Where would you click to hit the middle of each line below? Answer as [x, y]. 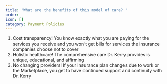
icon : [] [14, 19]
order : [12, 15]
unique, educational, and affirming [48, 60]
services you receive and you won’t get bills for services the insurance [86, 44]
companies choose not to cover [46, 49]
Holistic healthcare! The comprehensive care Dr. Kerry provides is [81, 55]
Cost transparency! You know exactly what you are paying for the [81, 38]
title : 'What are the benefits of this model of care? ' [67, 10]
